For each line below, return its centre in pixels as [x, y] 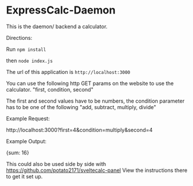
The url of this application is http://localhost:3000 [68, 72]
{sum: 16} [18, 153]
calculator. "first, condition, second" [50, 89]
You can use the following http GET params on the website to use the [90, 83]
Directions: [19, 38]
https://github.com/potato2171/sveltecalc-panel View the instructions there [97, 170]
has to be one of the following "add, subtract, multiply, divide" [81, 107]
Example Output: [26, 141]
